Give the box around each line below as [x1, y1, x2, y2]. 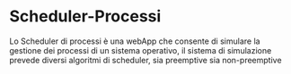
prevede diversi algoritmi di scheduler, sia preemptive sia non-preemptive [9, 54, 282, 65]
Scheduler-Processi [9, 6, 162, 27]
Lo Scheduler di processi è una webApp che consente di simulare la [9, 36, 260, 46]
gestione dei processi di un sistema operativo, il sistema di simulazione [9, 45, 272, 55]
